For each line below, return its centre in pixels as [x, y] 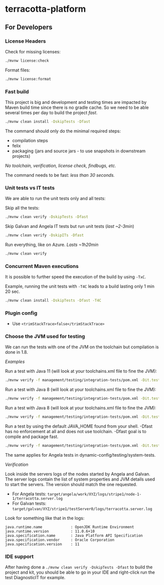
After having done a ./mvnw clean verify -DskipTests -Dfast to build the [79, 567]
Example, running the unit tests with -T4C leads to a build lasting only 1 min [80, 286]
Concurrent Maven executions [42, 266]
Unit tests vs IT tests [30, 188]
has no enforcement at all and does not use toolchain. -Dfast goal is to [76, 432]
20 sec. [13, 292]
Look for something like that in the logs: [45, 518]
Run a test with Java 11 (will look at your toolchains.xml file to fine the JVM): [81, 371]
